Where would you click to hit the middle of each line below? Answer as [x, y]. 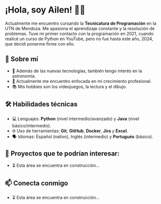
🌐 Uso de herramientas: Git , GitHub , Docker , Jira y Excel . [70, 131]
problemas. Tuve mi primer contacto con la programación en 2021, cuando [79, 33]
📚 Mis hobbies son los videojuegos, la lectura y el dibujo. [69, 86]
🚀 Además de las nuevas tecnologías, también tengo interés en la [77, 71]
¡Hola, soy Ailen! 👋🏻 [45, 10]
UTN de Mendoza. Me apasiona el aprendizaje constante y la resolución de [80, 28]
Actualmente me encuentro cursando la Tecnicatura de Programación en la [81, 23]
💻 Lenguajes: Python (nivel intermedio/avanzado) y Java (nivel [75, 119]
